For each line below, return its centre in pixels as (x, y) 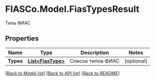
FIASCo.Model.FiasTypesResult (72, 9)
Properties (22, 39)
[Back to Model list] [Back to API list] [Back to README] (62, 73)
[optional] (136, 61)
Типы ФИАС (18, 23)
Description (94, 52)
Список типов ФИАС (95, 61)
